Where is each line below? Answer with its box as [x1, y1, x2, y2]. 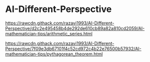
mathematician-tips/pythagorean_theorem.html [5, 51, 103, 57]
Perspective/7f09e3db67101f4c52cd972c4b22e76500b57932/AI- [5, 45, 142, 51]
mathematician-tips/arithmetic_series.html [5, 30, 93, 36]
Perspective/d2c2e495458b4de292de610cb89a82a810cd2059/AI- [5, 25, 145, 31]
